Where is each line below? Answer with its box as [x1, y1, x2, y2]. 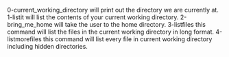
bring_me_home [7, 21, 53, 28]
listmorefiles [7, 35, 43, 43]
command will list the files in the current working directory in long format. [7, 27, 215, 36]
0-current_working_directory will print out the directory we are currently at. [7, 6, 219, 14]
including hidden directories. [7, 43, 88, 50]
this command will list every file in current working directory [43, 35, 213, 43]
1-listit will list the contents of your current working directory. [7, 13, 179, 21]
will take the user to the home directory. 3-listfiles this [53, 21, 206, 28]
